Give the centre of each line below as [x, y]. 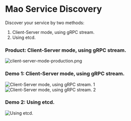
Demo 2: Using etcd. [30, 102]
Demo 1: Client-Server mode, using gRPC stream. [65, 74]
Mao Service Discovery [53, 9]
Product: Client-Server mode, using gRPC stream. [66, 50]
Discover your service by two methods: [45, 23]
